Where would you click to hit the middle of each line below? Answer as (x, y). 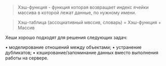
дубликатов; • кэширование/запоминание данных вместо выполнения (82, 53)
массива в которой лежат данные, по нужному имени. (77, 13)
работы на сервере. (27, 58)
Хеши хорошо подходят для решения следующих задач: (66, 38)
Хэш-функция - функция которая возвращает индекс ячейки (83, 7)
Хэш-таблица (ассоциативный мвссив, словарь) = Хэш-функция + (89, 22)
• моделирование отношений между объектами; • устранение (73, 47)
